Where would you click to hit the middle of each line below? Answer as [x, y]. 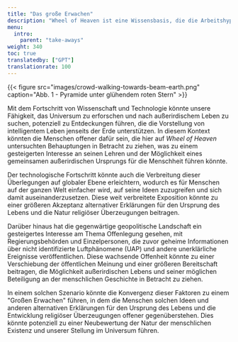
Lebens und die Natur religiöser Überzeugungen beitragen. [93, 212]
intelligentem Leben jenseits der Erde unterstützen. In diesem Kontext [109, 131]
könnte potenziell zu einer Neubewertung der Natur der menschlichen [109, 323]
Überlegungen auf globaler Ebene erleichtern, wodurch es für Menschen [114, 182]
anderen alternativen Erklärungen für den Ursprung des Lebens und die [112, 308]
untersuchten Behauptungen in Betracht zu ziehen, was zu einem [103, 145]
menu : [15, 27]
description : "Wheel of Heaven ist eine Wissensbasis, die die [103, 21]
